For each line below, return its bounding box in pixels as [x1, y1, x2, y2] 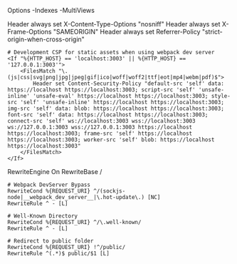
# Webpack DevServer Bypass [7, 181, 91, 188]
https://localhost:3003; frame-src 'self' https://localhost [7, 130, 193, 137]
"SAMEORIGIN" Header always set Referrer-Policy [53, 28, 201, 36]
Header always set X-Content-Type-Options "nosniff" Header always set [7, 20, 221, 28]
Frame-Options [7, 28, 52, 36]
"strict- [201, 28, 223, 36]
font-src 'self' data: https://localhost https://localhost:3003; [7, 111, 209, 118]
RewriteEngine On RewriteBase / [7, 168, 102, 176]
